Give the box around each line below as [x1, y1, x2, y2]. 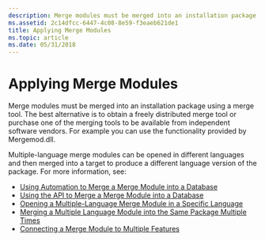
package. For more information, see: [8, 167, 127, 176]
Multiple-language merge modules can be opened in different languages [8, 150, 244, 160]
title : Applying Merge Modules [8, 26, 112, 34]
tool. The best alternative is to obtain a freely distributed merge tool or [8, 110, 237, 119]
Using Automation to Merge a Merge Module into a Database [19, 183, 218, 192]
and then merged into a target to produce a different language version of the [8, 159, 257, 168]
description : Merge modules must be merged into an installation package [8, 11, 257, 20]
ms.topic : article [8, 33, 69, 42]
